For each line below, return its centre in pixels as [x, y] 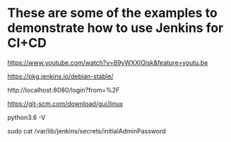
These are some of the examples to [112, 13]
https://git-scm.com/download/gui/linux [65, 103]
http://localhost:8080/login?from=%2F [64, 90]
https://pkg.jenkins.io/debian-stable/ [60, 76]
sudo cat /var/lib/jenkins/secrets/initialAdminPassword [87, 131]
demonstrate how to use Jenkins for [115, 28]
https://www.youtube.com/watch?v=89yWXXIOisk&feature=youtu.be [108, 62]
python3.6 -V [26, 117]
